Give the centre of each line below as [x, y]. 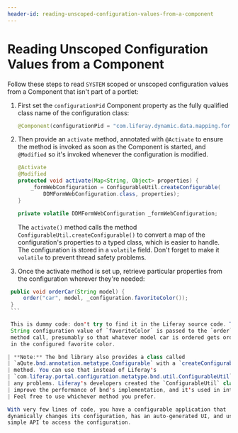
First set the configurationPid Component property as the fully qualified [123, 105]
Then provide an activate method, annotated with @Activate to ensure [120, 139]
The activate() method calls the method [77, 227]
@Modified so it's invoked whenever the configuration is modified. [113, 154]
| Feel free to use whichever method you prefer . [82, 396]
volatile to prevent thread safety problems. [82, 257]
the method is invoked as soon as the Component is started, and [112, 147]
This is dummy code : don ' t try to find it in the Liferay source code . [118, 324]
